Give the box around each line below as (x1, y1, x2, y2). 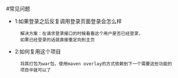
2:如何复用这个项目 (14, 48, 61, 55)
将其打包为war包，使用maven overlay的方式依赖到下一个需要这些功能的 (20, 61, 172, 67)
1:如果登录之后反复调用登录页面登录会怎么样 (14, 18, 122, 25)
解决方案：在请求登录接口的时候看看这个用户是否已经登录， (20, 31, 143, 37)
